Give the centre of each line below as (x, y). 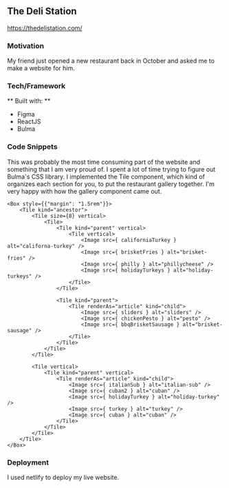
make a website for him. (41, 68)
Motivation (26, 45)
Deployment (28, 462)
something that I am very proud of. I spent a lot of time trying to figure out (111, 169)
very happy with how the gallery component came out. (85, 191)
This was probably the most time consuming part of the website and (104, 162)
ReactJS (29, 122)
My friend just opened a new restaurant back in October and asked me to (111, 61)
